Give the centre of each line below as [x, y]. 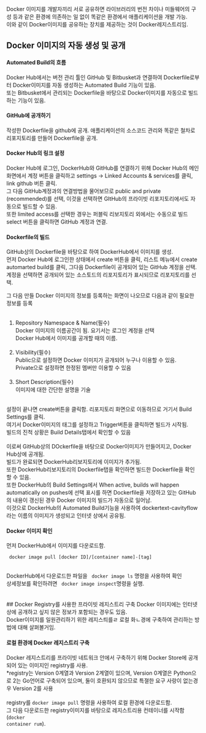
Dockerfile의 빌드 [28, 237]
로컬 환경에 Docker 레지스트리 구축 [48, 643]
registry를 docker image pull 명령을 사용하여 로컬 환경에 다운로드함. [89, 702]
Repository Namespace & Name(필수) [63, 323]
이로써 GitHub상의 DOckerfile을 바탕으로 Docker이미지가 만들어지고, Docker [99, 447]
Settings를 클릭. [26, 417]
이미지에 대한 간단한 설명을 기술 [53, 390]
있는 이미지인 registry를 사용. [52, 665]
